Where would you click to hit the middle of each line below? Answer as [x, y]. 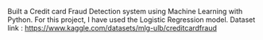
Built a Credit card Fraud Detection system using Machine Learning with [125, 11]
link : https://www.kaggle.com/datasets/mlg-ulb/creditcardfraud [112, 28]
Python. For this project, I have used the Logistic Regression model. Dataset [131, 20]
